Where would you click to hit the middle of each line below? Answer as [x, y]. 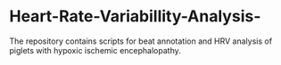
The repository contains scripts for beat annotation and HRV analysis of [141, 41]
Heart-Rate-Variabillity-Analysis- [135, 16]
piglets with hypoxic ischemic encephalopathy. [95, 50]
